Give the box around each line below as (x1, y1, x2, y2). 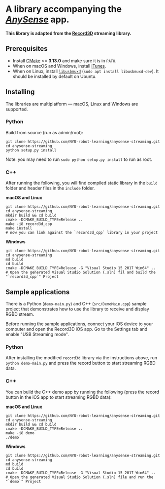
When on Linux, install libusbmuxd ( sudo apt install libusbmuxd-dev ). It (12, 68, 159, 74)
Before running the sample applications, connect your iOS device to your (5, 321, 153, 327)
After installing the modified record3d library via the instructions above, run (5, 355, 157, 361)
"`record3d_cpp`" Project (5, 274, 59, 279)
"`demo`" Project (5, 479, 41, 484)
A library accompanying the (5, 3, 122, 15)
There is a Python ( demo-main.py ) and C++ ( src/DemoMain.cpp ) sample (5, 301, 147, 306)
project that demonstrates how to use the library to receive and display (5, 306, 149, 312)
